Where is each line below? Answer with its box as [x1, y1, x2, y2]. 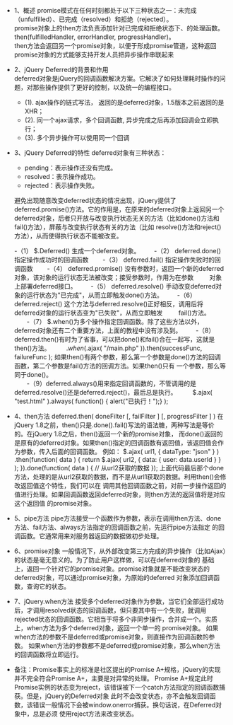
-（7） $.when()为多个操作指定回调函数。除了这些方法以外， [26, 318, 203, 325]
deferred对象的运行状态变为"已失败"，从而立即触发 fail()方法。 [13, 308, 210, 317]
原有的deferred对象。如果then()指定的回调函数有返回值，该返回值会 [20, 439, 218, 447]
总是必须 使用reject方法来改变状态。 [32, 709, 138, 718]
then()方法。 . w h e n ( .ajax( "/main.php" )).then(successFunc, [13, 344, 203, 352]
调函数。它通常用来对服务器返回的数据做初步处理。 [13, 532, 163, 540]
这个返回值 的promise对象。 [13, 499, 95, 507]
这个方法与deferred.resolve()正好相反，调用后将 [64, 300, 203, 308]
